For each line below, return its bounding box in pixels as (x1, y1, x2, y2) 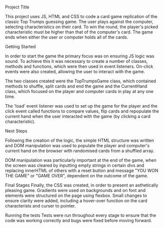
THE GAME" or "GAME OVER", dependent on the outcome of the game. (5, 173, 148, 178)
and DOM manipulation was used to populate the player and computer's (5, 143, 150, 148)
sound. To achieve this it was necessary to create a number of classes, (5, 58, 148, 64)
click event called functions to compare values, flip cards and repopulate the (5, 108, 159, 114)
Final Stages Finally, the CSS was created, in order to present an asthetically (5, 182, 159, 188)
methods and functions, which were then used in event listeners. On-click (5, 63, 154, 69)
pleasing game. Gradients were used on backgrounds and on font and (5, 188, 146, 193)
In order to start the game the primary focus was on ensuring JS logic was (5, 53, 155, 59)
